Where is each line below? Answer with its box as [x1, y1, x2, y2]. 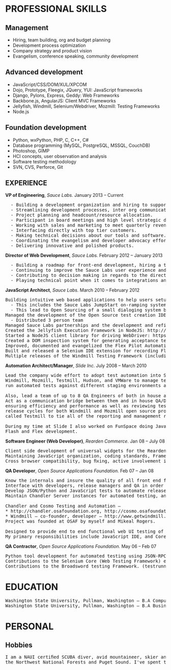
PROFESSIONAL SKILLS [5, 3, 107, 15]
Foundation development [5, 123, 87, 132]
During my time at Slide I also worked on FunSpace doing [5, 424, 153, 429]
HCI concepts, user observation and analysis [12, 153, 107, 159]
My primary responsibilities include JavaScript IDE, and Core [5, 534, 166, 539]
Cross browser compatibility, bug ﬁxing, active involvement [5, 458, 161, 464]
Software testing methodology [12, 159, 76, 165]
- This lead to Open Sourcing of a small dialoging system [10, 307, 161, 313]
